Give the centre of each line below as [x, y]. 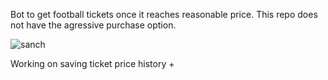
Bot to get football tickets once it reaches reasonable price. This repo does [164, 14]
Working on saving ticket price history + [92, 63]
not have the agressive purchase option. [93, 25]
